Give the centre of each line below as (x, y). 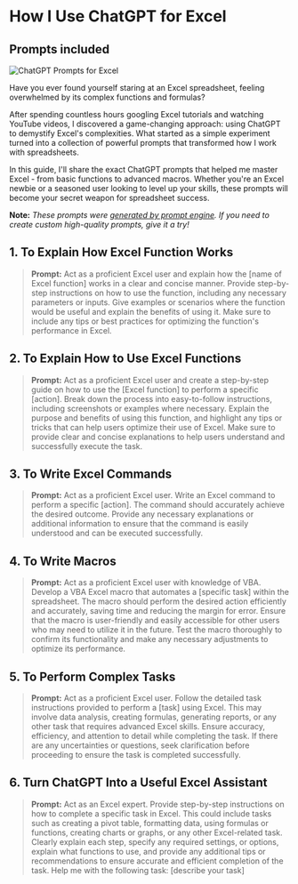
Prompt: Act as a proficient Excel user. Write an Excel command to (153, 495)
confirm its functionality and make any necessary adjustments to (149, 639)
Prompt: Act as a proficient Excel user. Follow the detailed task (146, 698)
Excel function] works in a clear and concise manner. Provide (143, 283)
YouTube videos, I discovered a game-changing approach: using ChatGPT (145, 124)
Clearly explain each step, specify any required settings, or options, (155, 841)
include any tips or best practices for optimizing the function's (145, 321)
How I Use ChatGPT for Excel (118, 16)
